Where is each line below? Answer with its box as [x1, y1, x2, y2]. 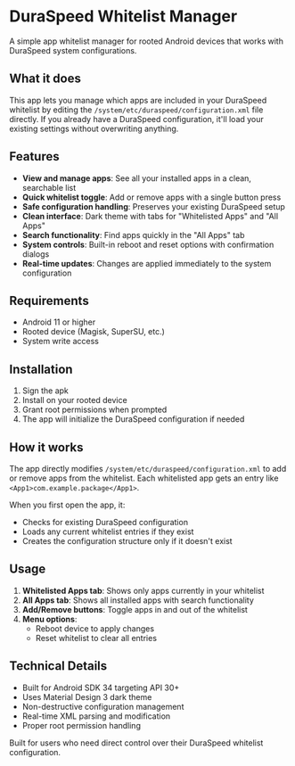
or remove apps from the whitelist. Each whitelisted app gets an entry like [9, 473, 279, 483]
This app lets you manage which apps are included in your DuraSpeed [9, 95, 267, 105]
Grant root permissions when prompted [21, 404, 168, 416]
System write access [21, 336, 100, 347]
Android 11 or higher [21, 317, 96, 327]
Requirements [9, 292, 89, 309]
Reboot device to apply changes [35, 622, 154, 634]
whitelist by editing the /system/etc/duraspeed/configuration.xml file [9, 104, 264, 115]
